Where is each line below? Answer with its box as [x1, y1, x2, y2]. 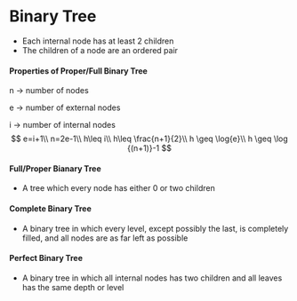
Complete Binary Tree [9, 202, 92, 214]
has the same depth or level [21, 281, 124, 292]
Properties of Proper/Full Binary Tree [9, 65, 148, 76]
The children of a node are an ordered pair [21, 44, 179, 55]
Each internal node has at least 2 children [21, 36, 174, 46]
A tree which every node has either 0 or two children [21, 183, 215, 194]
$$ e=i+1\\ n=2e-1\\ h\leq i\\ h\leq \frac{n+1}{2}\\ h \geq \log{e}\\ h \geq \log [10, 133, 289, 144]
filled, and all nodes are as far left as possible [21, 233, 189, 243]
